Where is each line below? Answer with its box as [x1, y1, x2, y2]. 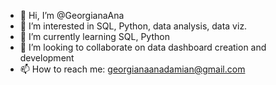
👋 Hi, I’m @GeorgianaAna [19, 10, 125, 21]
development [19, 52, 75, 64]
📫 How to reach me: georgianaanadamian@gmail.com [19, 63, 246, 75]
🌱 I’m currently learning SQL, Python [19, 31, 170, 42]
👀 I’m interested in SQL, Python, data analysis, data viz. [19, 20, 248, 32]
